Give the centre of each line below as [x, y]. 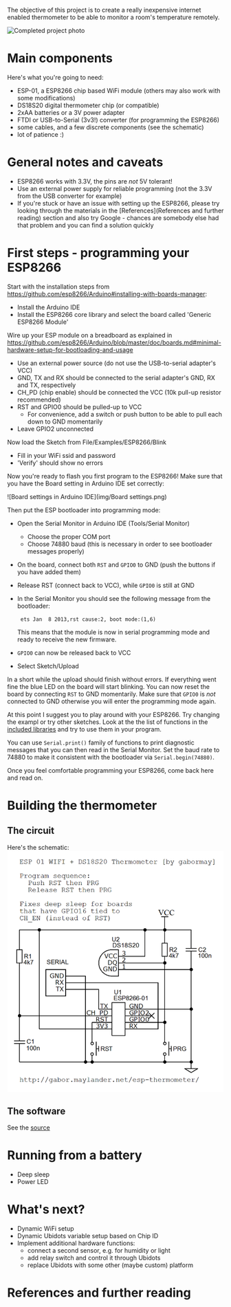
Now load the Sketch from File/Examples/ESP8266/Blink [87, 442]
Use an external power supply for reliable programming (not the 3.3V [114, 188]
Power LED [33, 1181]
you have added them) [49, 572]
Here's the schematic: [38, 847]
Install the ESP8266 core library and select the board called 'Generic [114, 314]
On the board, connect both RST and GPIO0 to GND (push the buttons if [116, 564]
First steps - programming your [98, 253]
